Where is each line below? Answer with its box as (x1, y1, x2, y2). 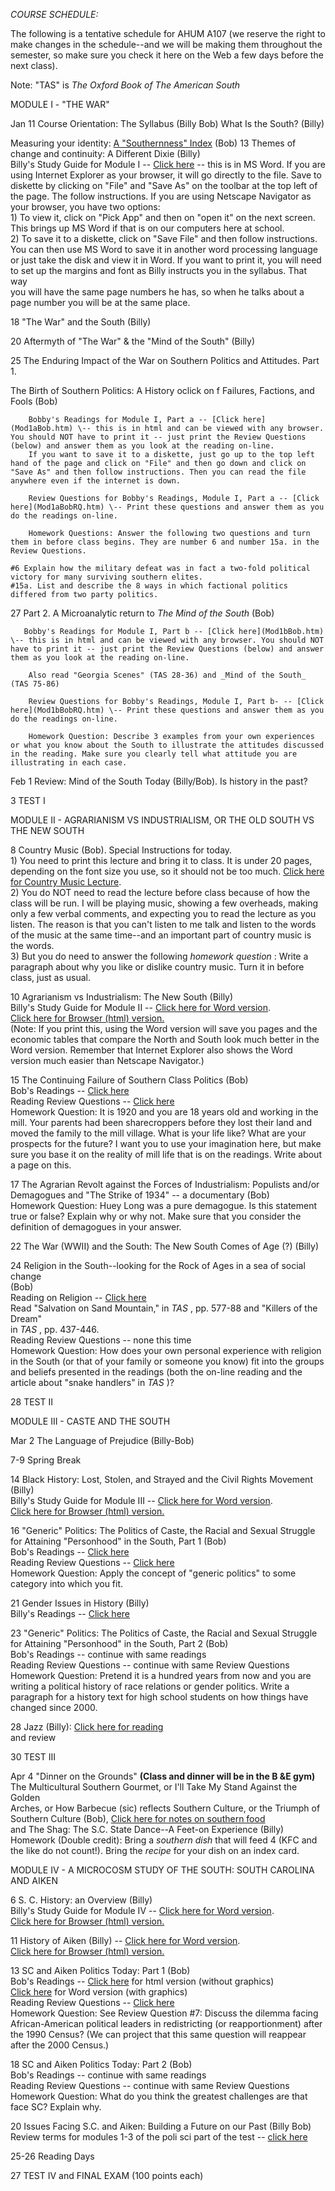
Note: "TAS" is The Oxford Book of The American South (10, 79, 241, 91)
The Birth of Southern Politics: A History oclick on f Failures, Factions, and (10, 385, 315, 396)
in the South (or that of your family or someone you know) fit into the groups (10, 1355, 325, 1367)
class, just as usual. (10, 972, 91, 983)
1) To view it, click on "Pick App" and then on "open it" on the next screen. (10, 212, 316, 223)
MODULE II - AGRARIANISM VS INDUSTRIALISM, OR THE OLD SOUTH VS (10, 814, 315, 826)
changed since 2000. (10, 1702, 98, 1713)
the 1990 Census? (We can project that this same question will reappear (10, 2029, 307, 2040)
